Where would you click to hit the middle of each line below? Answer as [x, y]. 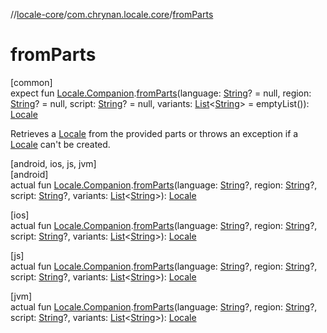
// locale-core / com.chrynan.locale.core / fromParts [112, 14]
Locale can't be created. [60, 144]
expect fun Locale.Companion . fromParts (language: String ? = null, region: [161, 93]
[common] [31, 82]
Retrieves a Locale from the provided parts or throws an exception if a [154, 133]
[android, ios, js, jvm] [53, 163]
